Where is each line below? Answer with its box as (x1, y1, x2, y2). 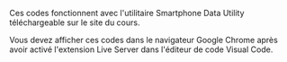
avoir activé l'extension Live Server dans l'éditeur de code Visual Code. (9, 44, 274, 55)
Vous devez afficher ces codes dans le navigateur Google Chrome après (9, 35, 279, 45)
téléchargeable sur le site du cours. (9, 17, 140, 28)
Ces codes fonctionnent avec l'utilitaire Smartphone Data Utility (9, 8, 245, 18)
